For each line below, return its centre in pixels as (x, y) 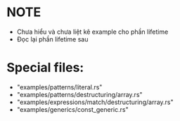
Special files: (45, 68)
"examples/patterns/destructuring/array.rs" (79, 94)
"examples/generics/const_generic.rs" (72, 109)
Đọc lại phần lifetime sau (52, 39)
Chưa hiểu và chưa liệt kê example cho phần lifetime (92, 32)
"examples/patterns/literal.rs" (59, 87)
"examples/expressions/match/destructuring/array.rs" (95, 102)
